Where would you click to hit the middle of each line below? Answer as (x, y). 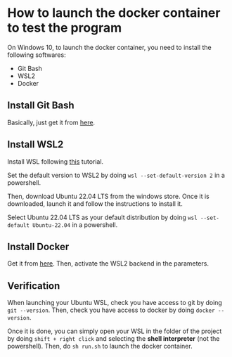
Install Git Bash (41, 106)
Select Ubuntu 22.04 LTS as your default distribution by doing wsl (103, 217)
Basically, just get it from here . (51, 122)
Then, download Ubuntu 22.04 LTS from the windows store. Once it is (108, 196)
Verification (34, 286)
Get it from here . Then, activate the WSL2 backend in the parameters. (108, 264)
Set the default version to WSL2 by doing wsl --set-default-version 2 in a (116, 175)
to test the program (65, 28)
